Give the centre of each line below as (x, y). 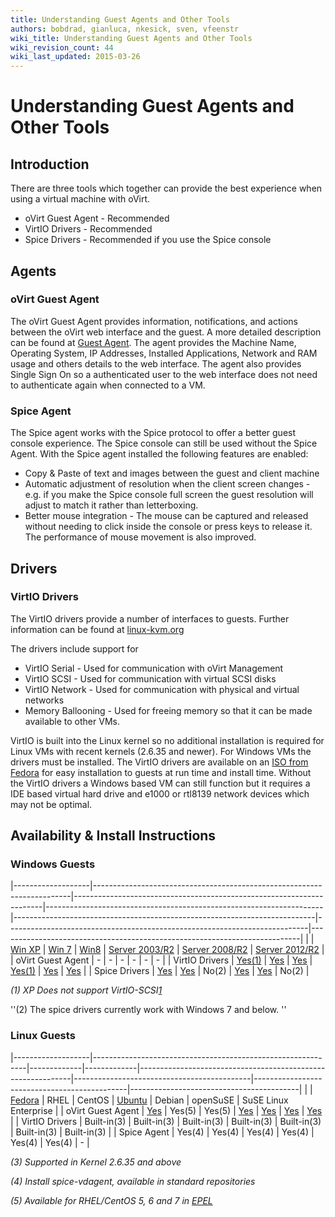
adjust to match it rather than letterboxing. (111, 505)
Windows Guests (53, 864)
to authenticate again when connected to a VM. (108, 385)
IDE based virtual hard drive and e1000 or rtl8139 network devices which (160, 793)
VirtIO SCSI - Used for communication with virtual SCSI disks (150, 678)
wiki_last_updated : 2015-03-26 (75, 57)
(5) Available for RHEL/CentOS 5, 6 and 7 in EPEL (111, 1200)
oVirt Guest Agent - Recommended (97, 218)
